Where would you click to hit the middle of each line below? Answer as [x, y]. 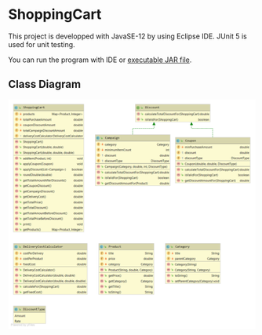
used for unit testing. [42, 44]
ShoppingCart [55, 15]
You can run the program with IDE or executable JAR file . [100, 60]
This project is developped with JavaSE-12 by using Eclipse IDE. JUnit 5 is [127, 36]
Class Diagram [44, 84]
